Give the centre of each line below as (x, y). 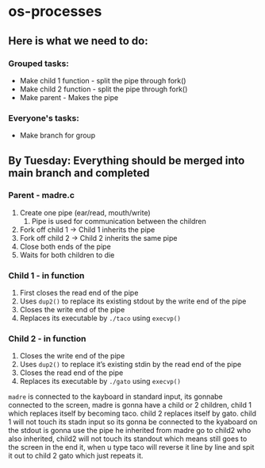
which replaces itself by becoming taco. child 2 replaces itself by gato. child (132, 414)
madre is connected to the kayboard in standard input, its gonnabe (116, 396)
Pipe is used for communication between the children (119, 221)
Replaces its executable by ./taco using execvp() (100, 318)
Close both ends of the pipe (65, 246)
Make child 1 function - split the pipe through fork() (103, 80)
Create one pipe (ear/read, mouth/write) (85, 212)
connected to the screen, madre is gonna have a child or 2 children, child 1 (130, 405)
